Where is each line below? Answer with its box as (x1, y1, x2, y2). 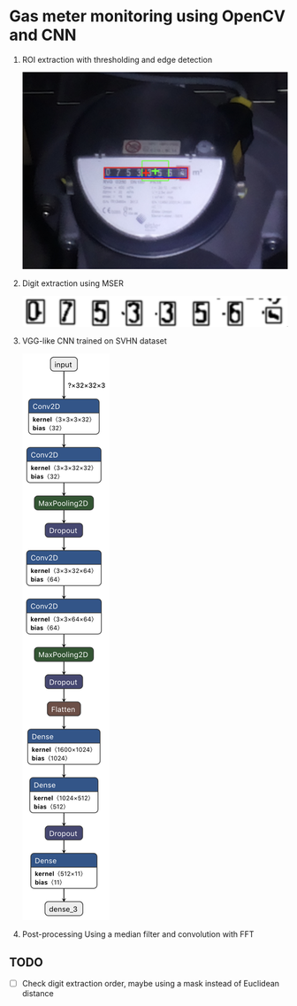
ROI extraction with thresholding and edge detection (21, 54, 213, 65)
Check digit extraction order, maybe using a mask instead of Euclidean (21, 979, 280, 988)
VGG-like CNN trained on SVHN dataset (21, 336, 168, 346)
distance (21, 988, 55, 999)
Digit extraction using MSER (21, 278, 124, 289)
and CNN (9, 25, 77, 45)
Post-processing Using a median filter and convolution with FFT (21, 929, 255, 940)
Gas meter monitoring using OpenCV (9, 6, 286, 27)
